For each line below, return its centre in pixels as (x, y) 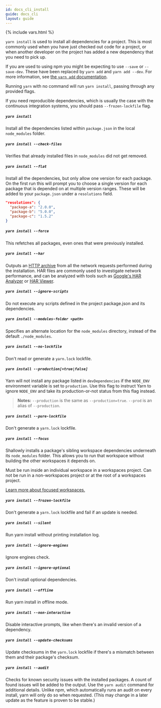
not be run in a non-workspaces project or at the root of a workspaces (76, 475)
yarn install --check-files (34, 144)
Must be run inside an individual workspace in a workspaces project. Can (79, 470)
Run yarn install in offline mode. (37, 602)
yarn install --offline (29, 590)
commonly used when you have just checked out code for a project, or (76, 47)
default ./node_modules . (29, 336)
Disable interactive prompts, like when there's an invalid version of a (73, 625)
